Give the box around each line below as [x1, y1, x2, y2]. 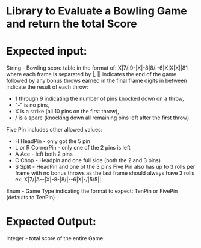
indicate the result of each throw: [6, 83, 88, 91]
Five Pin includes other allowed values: [6, 126, 103, 133]
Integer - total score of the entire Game [6, 235, 104, 242]
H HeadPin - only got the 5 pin [14, 138, 91, 145]
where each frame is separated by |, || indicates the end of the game [6, 71, 176, 78]
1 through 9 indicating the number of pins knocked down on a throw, [14, 95, 185, 103]
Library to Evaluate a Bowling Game [6, 4, 188, 18]
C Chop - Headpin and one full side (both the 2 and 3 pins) [14, 157, 161, 164]
